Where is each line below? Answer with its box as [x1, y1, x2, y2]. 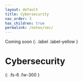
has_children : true [5, 20, 45, 26]
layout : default [5, 7, 38, 12]
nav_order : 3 [5, 16, 32, 21]
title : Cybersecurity [5, 12, 49, 17]
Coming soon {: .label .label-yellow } [5, 39, 78, 44]
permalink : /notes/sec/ [5, 25, 54, 30]
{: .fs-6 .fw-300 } [5, 72, 40, 78]
